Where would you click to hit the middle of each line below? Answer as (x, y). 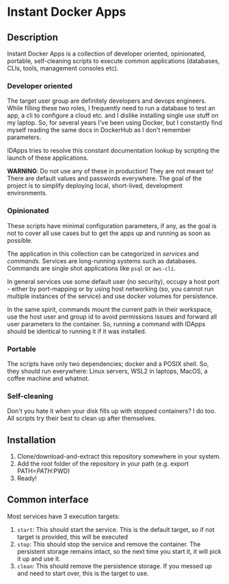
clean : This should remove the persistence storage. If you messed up (114, 565)
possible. (20, 240)
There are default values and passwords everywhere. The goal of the (105, 178)
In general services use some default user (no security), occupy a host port (113, 281)
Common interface (48, 500)
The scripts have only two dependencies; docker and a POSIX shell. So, (108, 363)
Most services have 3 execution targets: (64, 516)
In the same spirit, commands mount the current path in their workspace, (110, 309)
